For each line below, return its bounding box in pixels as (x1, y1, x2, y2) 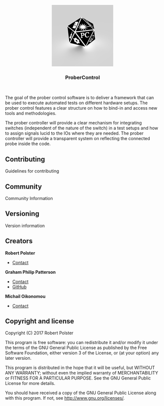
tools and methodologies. (5, 111, 56, 116)
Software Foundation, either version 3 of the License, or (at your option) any (5, 350, 159, 356)
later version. (5, 355, 32, 361)
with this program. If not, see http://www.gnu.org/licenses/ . (5, 395, 125, 401)
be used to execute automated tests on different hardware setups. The (5, 100, 148, 106)
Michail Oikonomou (5, 293, 46, 299)
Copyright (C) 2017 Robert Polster (5, 330, 74, 336)
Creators (5, 237, 33, 245)
